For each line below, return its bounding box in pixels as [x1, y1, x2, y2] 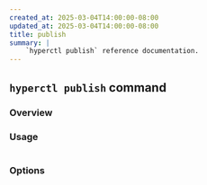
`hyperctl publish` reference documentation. [25, 47, 200, 56]
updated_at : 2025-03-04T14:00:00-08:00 [9, 22, 159, 31]
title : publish [9, 30, 67, 39]
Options [9, 163, 45, 176]
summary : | [9, 38, 50, 48]
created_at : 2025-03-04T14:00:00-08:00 [9, 13, 159, 22]
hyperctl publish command [9, 80, 166, 95]
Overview [9, 107, 53, 119]
